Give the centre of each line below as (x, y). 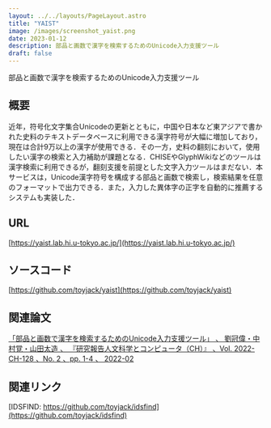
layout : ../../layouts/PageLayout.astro (78, 16)
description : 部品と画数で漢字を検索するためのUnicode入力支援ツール (114, 46)
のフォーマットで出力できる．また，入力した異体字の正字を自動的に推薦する (136, 187)
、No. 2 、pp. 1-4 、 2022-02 (85, 359)
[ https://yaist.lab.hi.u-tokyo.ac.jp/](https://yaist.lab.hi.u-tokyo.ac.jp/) (122, 243)
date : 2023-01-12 (38, 38)
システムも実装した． (44, 197)
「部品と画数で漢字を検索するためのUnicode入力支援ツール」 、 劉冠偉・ (131, 339)
